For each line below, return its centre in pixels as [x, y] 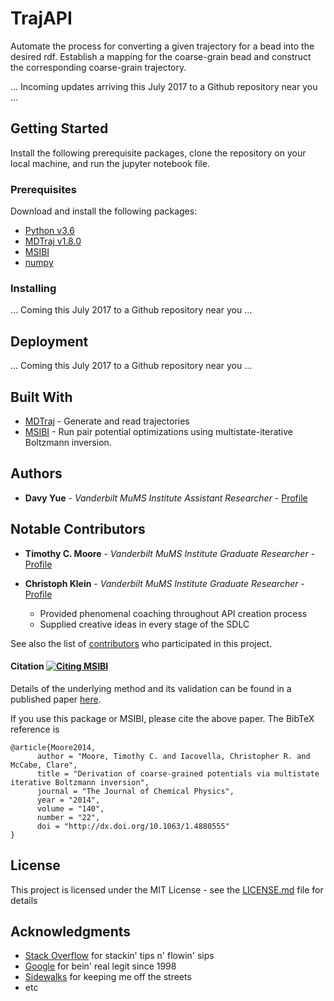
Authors [36, 473]
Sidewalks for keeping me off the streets [108, 977]
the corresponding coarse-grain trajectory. [98, 67]
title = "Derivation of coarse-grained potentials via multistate [178, 773]
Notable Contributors [78, 529]
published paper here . [56, 699]
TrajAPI [41, 18]
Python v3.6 [49, 231]
